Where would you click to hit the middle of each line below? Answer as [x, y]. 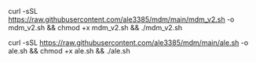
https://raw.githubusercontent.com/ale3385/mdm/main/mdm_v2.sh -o [121, 19]
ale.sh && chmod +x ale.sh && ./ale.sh [69, 51]
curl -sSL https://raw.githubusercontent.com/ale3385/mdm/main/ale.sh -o [128, 43]
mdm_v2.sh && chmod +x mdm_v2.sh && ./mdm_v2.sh [95, 28]
